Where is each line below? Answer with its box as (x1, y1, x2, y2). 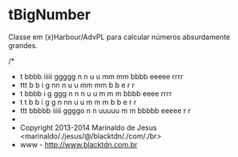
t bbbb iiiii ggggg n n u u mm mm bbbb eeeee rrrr (19, 71, 184, 81)
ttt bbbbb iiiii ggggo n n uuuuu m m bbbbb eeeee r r (19, 106, 192, 115)
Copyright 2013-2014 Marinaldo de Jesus (19, 123, 158, 132)
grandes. (8, 40, 38, 50)
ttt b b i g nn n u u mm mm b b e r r (19, 80, 135, 90)
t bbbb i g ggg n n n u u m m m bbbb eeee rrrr (19, 88, 172, 98)
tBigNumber (8, 6, 91, 24)
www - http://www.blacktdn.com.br (19, 139, 138, 149)
